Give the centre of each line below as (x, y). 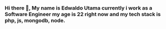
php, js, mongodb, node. (35, 20)
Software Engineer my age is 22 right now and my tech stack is (83, 14)
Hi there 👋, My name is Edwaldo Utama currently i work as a (78, 8)
